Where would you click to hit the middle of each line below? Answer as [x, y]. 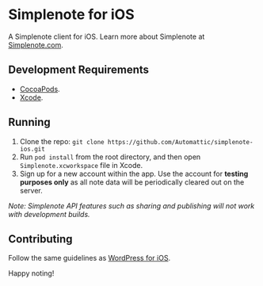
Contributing [40, 239]
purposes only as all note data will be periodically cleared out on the [132, 182]
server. [31, 190]
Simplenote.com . [36, 44]
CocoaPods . [40, 89]
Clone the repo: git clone [62, 141]
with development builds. [49, 214]
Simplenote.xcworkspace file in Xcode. [81, 165]
